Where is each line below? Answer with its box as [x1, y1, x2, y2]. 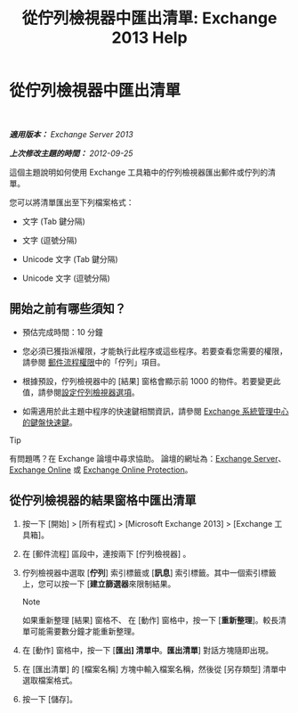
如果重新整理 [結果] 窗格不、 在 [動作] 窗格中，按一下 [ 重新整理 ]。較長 [21, 614, 279, 625]
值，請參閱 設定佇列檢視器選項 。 [21, 387, 140, 397]
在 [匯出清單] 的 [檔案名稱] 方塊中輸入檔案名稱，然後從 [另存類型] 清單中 [21, 663, 287, 674]
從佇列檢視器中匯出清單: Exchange [21, 8, 278, 29]
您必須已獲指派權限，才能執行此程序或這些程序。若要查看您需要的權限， [21, 345, 287, 356]
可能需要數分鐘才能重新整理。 [29, 626, 140, 636]
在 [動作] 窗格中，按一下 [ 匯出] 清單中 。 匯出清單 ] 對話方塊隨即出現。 [21, 644, 274, 655]
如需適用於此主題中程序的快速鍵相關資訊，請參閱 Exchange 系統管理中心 [21, 406, 289, 416]
